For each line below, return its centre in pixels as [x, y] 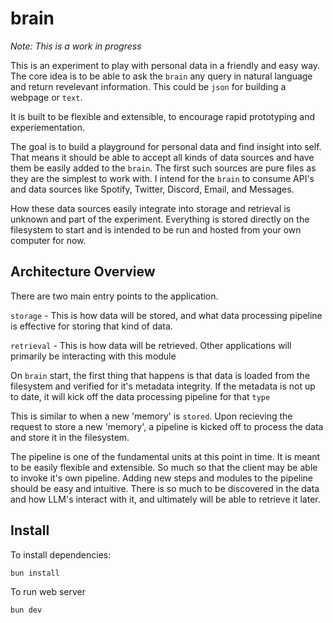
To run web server [48, 592]
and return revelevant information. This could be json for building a [148, 86]
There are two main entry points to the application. [114, 296]
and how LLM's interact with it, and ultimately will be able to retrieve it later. [165, 499]
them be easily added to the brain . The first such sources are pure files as [163, 168]
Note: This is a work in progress [76, 46]
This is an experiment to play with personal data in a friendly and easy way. [165, 65]
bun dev [26, 610]
